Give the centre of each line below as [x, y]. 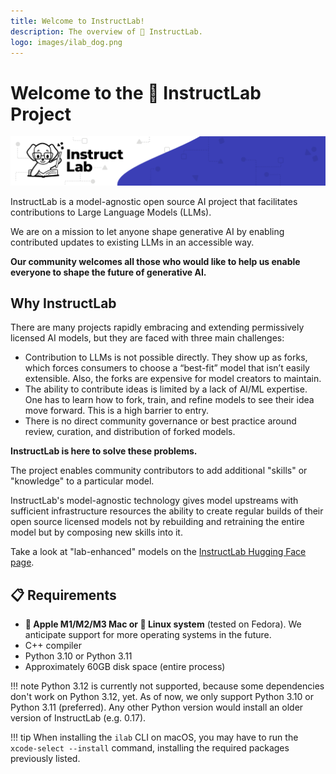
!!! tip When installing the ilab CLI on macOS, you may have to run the [154, 737]
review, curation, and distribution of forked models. [130, 432]
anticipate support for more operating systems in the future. [148, 635]
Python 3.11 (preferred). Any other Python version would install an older [157, 707]
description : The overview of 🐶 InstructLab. [106, 31]
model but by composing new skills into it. [96, 532]
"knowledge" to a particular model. [82, 481]
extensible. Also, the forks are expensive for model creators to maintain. [173, 379]
